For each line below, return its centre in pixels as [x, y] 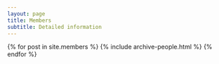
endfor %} [22, 54]
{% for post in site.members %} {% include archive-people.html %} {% [110, 47]
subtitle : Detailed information [54, 27]
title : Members [29, 20]
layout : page [26, 14]
